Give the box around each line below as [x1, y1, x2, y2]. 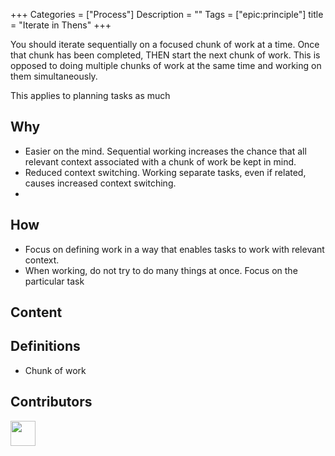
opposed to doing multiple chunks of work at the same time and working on [10, 60, 322, 71]
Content [10, 304, 63, 321]
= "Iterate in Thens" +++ [10, 19, 112, 31]
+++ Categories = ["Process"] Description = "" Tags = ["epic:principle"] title [10, 9, 324, 20]
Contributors [10, 394, 93, 411]
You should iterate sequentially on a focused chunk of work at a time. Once [10, 39, 320, 50]
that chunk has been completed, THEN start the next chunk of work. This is [10, 49, 321, 61]
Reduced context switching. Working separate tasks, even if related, [24, 166, 307, 178]
